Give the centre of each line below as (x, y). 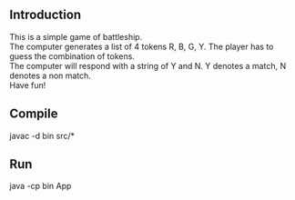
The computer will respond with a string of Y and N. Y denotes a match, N (148, 65)
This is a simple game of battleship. (76, 36)
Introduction (46, 15)
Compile (34, 114)
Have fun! (28, 85)
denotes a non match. (50, 75)
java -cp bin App (41, 186)
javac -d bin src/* (42, 135)
